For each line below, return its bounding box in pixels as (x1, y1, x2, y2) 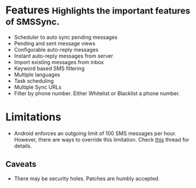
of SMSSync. (5, 16, 60, 28)
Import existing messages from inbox (13, 58, 104, 65)
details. (13, 142, 32, 149)
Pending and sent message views (13, 39, 96, 47)
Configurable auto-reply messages (13, 46, 99, 53)
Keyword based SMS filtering (13, 65, 85, 72)
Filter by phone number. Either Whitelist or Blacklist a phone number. (13, 89, 180, 97)
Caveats (5, 159, 36, 169)
